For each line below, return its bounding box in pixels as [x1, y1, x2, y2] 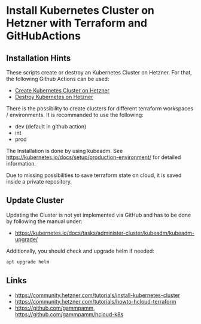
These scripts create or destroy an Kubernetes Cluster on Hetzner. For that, [6, 69, 193, 76]
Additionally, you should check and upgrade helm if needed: [6, 247, 154, 254]
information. [6, 160, 36, 167]
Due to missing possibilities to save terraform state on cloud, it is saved [6, 172, 182, 179]
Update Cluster [6, 196, 64, 206]
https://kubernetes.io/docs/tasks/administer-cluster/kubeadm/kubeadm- [14, 229, 195, 236]
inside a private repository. [6, 178, 72, 185]
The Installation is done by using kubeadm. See [6, 148, 123, 154]
